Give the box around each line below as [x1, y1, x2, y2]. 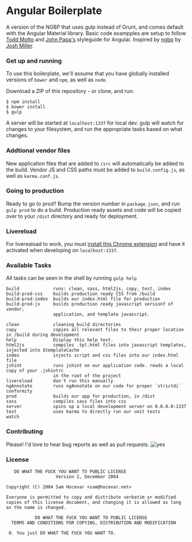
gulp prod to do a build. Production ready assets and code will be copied [6, 206, 181, 213]
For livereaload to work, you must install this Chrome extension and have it [6, 241, 185, 248]
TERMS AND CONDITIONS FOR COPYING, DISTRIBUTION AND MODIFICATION [11, 520, 176, 526]
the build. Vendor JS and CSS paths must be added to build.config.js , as [6, 166, 185, 173]
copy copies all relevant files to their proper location [6, 327, 184, 333]
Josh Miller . [6, 42, 34, 49]
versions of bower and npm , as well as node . [6, 76, 107, 83]
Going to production [6, 187, 64, 195]
